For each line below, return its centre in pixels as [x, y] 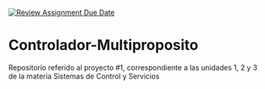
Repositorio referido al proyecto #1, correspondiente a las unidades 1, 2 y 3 [133, 67]
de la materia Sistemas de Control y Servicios [84, 76]
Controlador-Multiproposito [103, 45]
